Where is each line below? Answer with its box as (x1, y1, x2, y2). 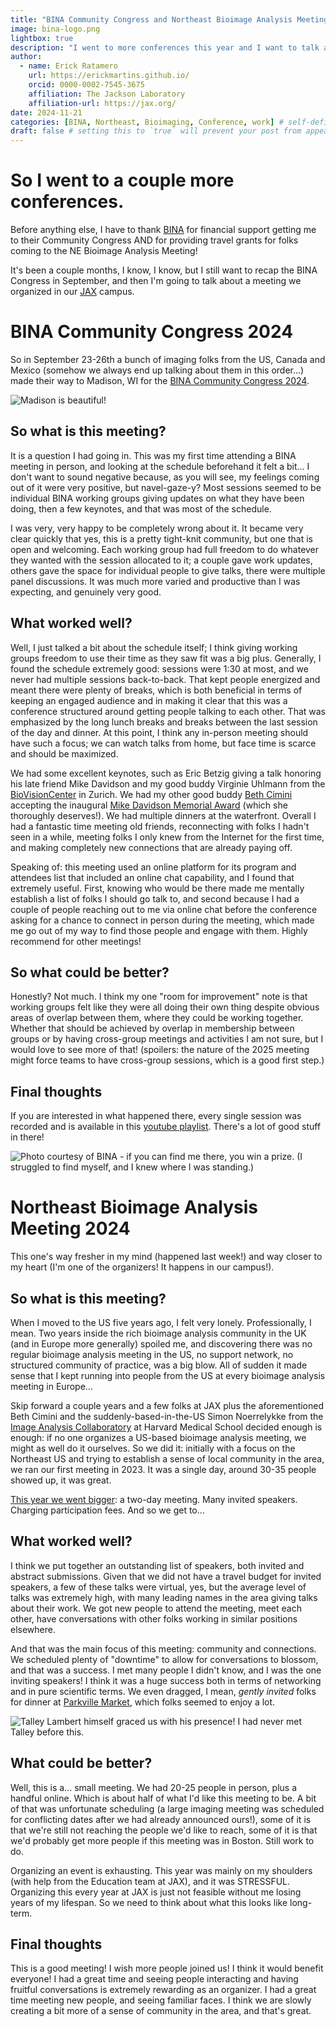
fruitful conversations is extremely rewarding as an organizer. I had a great (10, 1984, 317, 1996)
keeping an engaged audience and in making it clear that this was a (10, 694, 288, 706)
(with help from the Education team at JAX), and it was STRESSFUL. (10, 1875, 291, 1887)
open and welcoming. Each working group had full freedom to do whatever (10, 543, 320, 555)
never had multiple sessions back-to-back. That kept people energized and (10, 673, 321, 685)
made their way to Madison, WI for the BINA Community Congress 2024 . (10, 375, 310, 386)
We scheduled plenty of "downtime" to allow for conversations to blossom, (10, 1653, 319, 1665)
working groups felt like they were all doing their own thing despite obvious (10, 1001, 320, 1013)
